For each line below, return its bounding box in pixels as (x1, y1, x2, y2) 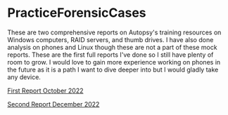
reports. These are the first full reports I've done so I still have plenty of (7, 50, 214, 59)
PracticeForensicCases (7, 5, 146, 21)
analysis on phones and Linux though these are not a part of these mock (7, 43, 217, 51)
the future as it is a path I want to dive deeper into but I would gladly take (7, 65, 219, 74)
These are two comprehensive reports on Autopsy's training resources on (7, 28, 222, 36)
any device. (7, 72, 41, 81)
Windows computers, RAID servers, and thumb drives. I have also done (7, 35, 214, 43)
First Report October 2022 (7, 86, 84, 95)
